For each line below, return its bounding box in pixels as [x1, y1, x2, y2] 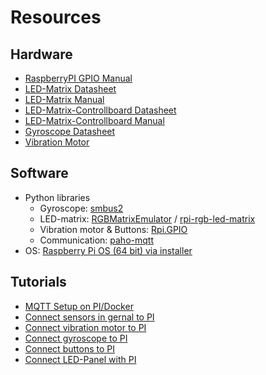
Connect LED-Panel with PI [24, 353, 137, 365]
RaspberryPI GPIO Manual [24, 72, 133, 84]
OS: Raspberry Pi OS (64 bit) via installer [24, 244, 193, 256]
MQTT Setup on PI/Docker [24, 300, 134, 312]
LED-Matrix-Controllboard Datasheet [24, 104, 177, 116]
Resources [10, 6, 102, 29]
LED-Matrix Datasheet [24, 83, 117, 95]
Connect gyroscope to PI [24, 332, 128, 344]
